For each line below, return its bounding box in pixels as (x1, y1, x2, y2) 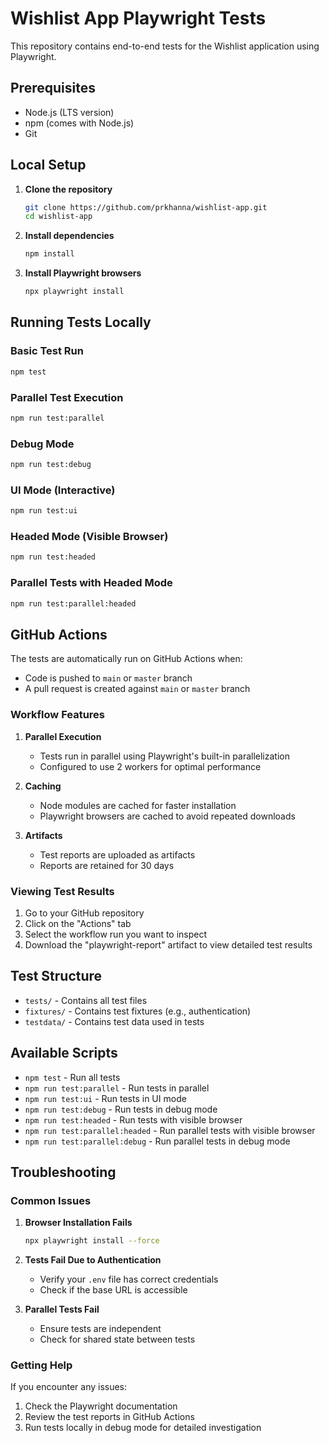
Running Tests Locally (10, 314, 152, 331)
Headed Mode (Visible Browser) (10, 530, 169, 544)
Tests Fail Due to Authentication (24, 1254, 162, 1266)
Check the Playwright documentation (24, 1400, 178, 1412)
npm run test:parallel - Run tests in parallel (24, 1082, 210, 1094)
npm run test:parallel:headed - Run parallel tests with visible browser (24, 1124, 316, 1136)
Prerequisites (10, 80, 96, 97)
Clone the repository (24, 183, 113, 195)
